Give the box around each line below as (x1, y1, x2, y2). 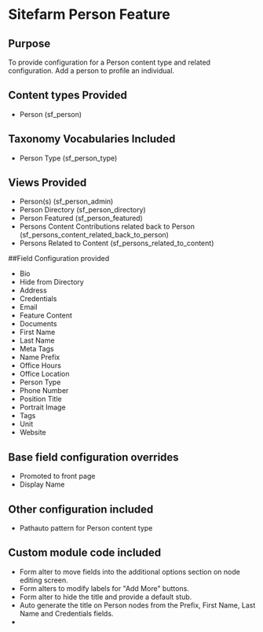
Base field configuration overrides (8, 450, 179, 464)
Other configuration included (8, 502, 154, 516)
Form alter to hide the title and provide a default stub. (19, 592, 192, 601)
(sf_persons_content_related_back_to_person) (19, 230, 169, 240)
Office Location (19, 369, 70, 379)
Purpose (8, 37, 51, 50)
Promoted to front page (19, 472, 96, 481)
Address (19, 285, 47, 296)
